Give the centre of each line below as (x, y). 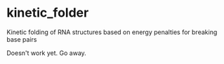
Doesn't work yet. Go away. (47, 53)
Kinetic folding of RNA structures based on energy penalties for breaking (112, 32)
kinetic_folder (48, 13)
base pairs (22, 39)
